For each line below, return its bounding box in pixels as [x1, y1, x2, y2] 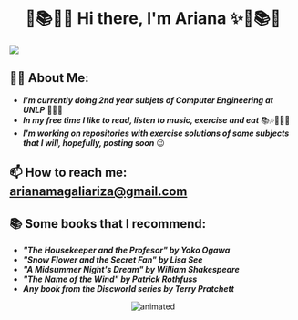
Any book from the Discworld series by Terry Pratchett [22, 283, 235, 294]
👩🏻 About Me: [9, 70, 89, 86]
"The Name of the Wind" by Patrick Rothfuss [22, 274, 198, 284]
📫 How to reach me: [9, 165, 128, 181]
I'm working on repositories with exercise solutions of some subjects [22, 128, 290, 139]
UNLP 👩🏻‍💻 [22, 104, 64, 115]
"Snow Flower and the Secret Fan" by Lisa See [22, 253, 203, 265]
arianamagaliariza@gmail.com [9, 184, 188, 200]
